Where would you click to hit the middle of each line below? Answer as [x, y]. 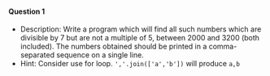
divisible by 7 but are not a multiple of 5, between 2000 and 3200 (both [140, 38]
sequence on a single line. [100, 55]
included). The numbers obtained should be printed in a [113, 46]
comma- [223, 46]
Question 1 [27, 11]
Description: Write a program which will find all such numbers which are [141, 29]
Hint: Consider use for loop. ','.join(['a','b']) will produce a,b [130, 64]
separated [37, 55]
